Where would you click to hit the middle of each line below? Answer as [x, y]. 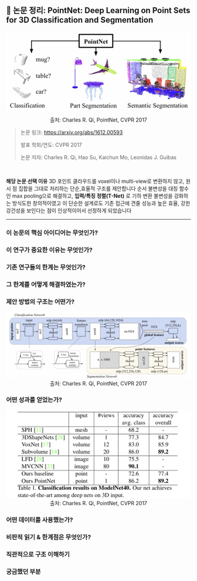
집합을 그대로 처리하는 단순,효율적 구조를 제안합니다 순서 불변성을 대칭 [98, 189]
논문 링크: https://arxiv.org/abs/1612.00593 [72, 132]
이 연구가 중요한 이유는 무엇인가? [49, 250]
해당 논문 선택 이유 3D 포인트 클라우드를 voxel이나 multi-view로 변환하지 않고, [95, 182]
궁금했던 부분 [23, 572]
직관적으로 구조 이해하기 [38, 554]
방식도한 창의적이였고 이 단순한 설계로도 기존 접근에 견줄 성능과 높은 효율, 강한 [101, 203]
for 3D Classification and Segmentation [80, 20]
